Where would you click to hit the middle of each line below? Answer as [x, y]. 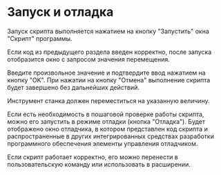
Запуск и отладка [60, 12]
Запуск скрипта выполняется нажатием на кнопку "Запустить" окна [108, 31]
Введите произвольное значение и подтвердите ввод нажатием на [106, 73]
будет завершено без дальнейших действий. [73, 87]
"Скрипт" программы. [40, 38]
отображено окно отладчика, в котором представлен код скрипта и [108, 129]
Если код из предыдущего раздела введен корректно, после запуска [109, 52]
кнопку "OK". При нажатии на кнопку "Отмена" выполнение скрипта [109, 80]
